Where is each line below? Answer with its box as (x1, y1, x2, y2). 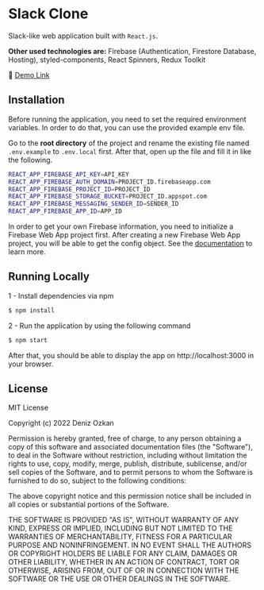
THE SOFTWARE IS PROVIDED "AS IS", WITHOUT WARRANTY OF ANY (8, 515, 239, 525)
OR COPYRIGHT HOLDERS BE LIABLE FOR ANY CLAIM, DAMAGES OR (8, 549, 238, 558)
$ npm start (8, 336, 48, 344)
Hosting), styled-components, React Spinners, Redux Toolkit (8, 55, 206, 64)
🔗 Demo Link (8, 70, 50, 79)
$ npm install (8, 307, 55, 314)
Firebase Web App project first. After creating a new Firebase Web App (8, 230, 241, 239)
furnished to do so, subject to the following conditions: (8, 476, 186, 485)
